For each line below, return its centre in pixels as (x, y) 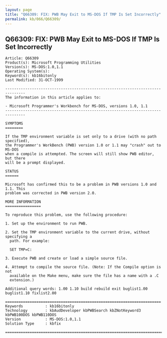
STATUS (12, 171)
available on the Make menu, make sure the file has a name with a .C (84, 276)
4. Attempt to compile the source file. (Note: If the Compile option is (83, 267)
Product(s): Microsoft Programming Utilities (53, 63)
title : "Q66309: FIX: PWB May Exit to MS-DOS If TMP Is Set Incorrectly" (83, 14)
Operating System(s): (28, 72)
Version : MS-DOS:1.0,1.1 (43, 319)
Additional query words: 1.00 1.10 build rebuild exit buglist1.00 (77, 289)
